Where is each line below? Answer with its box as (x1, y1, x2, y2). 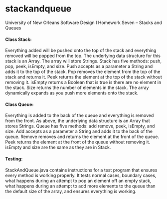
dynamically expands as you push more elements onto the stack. (5, 90, 139, 96)
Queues (5, 24, 21, 30)
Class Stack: (5, 36, 32, 42)
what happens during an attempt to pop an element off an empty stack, (5, 177, 152, 183)
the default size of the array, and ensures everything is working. (5, 188, 137, 194)
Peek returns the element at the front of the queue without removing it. (5, 139, 151, 145)
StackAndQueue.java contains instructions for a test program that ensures (5, 167, 158, 173)
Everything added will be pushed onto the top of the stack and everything (5, 47, 157, 53)
